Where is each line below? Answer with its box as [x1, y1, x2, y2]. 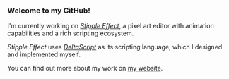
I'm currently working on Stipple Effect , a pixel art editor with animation [7, 22, 214, 30]
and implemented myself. [7, 50, 81, 59]
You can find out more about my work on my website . [7, 64, 163, 73]
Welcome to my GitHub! [7, 6, 90, 16]
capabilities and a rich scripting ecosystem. [7, 29, 134, 37]
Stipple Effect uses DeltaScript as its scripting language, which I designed [7, 43, 223, 51]
